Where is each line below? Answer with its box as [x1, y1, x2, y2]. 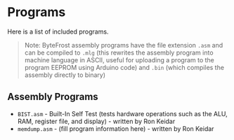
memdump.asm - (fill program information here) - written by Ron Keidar [17, 124, 214, 133]
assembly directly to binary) [24, 71, 106, 79]
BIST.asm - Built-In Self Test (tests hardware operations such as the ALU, [17, 109, 228, 118]
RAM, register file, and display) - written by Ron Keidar [17, 117, 176, 125]
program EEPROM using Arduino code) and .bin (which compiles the [24, 63, 225, 71]
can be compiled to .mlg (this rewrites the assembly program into [24, 48, 214, 57]
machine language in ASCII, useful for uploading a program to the [24, 55, 214, 64]
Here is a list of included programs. [7, 27, 109, 36]
